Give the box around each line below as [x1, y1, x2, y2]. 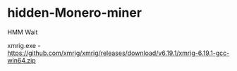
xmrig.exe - [7, 41, 41, 49]
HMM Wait [7, 28, 38, 36]
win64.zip [7, 56, 37, 64]
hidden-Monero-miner [7, 5, 142, 21]
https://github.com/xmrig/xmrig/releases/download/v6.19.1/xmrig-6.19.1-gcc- [7, 49, 230, 57]
